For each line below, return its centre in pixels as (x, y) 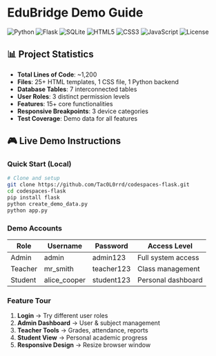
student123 (111, 279)
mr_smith (59, 268)
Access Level (170, 246)
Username (65, 246)
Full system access (168, 257)
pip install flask (33, 198)
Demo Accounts (35, 228)
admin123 (109, 257)
